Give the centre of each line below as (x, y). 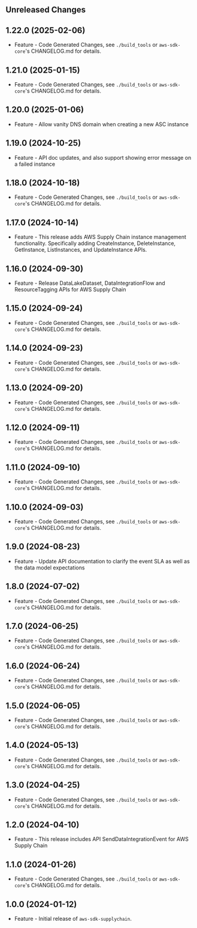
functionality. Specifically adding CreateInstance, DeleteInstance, (95, 243)
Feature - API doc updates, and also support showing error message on (103, 157)
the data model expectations (49, 568)
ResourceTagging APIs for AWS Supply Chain (70, 290)
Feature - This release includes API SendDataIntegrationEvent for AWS (101, 839)
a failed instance (34, 164)
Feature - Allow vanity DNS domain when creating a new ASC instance (101, 124)
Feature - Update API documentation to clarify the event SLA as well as (102, 561)
